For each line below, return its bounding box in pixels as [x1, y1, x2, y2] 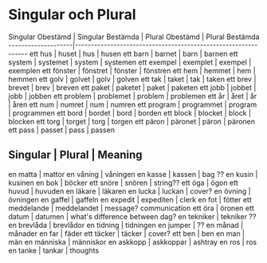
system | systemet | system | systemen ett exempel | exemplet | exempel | [8, 57, 252, 67]
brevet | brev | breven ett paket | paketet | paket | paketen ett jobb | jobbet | [8, 82, 257, 92]
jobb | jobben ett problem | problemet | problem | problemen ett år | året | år [8, 91, 257, 100]
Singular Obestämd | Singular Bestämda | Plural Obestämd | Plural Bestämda [8, 32, 260, 41]
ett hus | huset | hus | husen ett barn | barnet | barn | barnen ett [29, 49, 238, 58]
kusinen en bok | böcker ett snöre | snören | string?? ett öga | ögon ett [8, 178, 239, 187]
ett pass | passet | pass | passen [8, 125, 116, 135]
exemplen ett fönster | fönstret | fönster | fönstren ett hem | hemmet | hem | [8, 65, 257, 75]
